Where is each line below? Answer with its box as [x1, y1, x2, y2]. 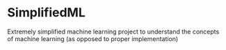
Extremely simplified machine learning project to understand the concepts [7, 27, 220, 36]
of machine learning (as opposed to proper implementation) [7, 34, 179, 42]
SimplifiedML [7, 5, 86, 21]
